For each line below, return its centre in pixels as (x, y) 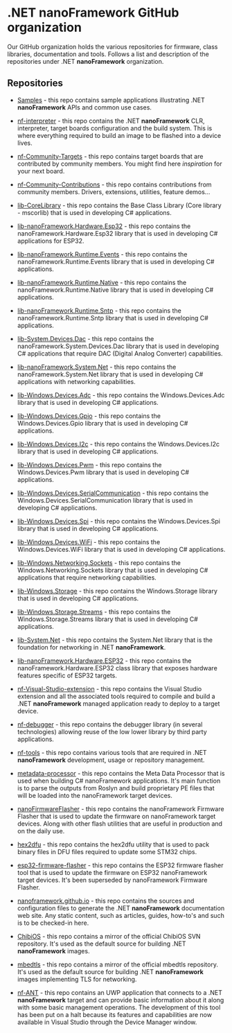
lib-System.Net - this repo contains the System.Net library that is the (115, 640)
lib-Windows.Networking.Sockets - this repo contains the (99, 562)
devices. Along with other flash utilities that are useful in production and (120, 824)
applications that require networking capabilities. (87, 578)
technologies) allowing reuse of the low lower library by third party (112, 731)
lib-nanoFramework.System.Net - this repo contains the (97, 367)
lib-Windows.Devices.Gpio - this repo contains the (89, 416)
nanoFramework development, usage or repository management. (111, 760)
